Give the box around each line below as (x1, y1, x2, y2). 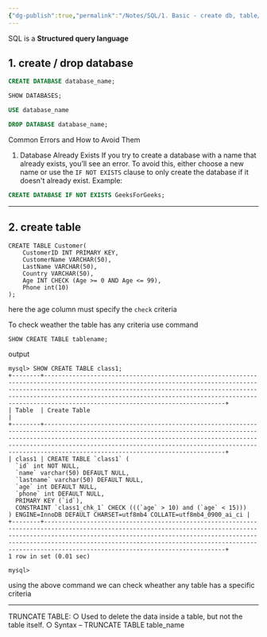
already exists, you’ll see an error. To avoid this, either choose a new (19, 158, 244, 168)
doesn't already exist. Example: (19, 176, 123, 185)
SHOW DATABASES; (8, 92, 62, 100)
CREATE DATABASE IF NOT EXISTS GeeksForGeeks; (8, 191, 165, 199)
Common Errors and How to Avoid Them (8, 134, 141, 144)
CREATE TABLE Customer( (8, 242, 87, 250)
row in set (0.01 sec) (15, 552, 91, 561)
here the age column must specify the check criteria (8, 304, 177, 314)
